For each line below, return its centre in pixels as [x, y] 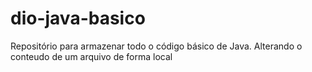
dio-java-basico [78, 18]
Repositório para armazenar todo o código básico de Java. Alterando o [156, 46]
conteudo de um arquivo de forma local [91, 56]
